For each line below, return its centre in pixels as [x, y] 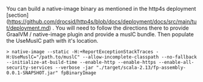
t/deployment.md [28, 28]
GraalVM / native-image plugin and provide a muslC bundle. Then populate [100, 34]
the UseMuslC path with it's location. [52, 41]
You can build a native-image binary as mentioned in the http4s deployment [101, 9]
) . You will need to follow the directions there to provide [119, 28]
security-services [29, 68]
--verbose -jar [74, 68]
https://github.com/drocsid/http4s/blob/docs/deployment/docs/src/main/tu [102, 21]
